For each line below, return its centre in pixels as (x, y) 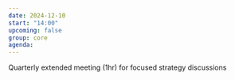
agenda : (21, 45)
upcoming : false (35, 30)
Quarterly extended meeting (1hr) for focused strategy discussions (117, 67)
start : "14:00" (33, 23)
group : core (28, 38)
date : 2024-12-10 (37, 15)
